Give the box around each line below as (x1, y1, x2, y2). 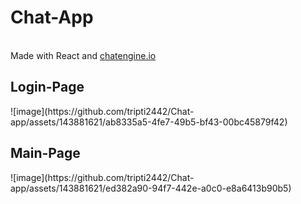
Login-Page (10, 79, 85, 96)
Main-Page (10, 145, 81, 162)
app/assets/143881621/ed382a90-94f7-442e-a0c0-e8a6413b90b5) (10, 182, 292, 194)
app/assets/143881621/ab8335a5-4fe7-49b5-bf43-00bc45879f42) (10, 116, 288, 128)
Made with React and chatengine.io (10, 49, 157, 61)
